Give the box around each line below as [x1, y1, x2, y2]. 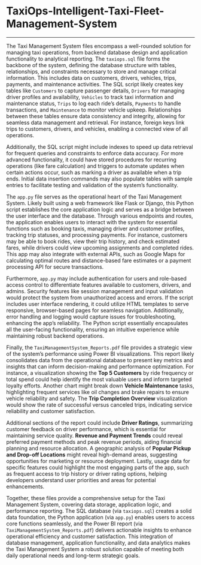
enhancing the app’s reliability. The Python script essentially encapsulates [6, 319, 188, 326]
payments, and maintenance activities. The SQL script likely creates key [6, 80, 184, 88]
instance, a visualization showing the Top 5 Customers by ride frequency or [6, 369, 194, 376]
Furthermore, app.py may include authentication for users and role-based [6, 275, 187, 282]
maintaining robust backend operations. [6, 332, 105, 339]
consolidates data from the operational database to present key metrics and [6, 356, 193, 363]
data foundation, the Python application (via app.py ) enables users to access [6, 513, 195, 521]
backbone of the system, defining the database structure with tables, [6, 61, 176, 68]
